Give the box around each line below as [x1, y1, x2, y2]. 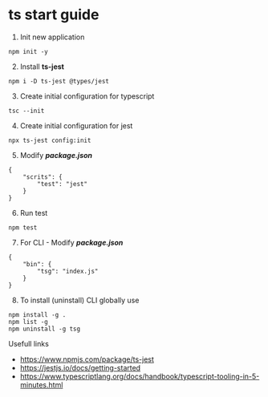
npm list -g [8, 318, 48, 326]
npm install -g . [8, 310, 67, 318]
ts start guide [8, 6, 99, 24]
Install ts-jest [19, 62, 64, 71]
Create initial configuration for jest [19, 120, 133, 130]
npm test [8, 223, 38, 232]
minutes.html [19, 379, 63, 390]
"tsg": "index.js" [37, 267, 99, 275]
